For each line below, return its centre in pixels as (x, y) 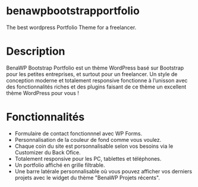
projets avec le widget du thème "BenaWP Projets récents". (87, 178)
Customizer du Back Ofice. (48, 152)
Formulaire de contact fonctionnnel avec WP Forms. (78, 133)
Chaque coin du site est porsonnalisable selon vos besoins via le (94, 146)
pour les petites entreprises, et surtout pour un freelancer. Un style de (92, 74)
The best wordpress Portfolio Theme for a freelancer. (71, 27)
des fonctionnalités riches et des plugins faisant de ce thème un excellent (96, 87)
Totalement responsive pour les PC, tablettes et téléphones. (88, 159)
